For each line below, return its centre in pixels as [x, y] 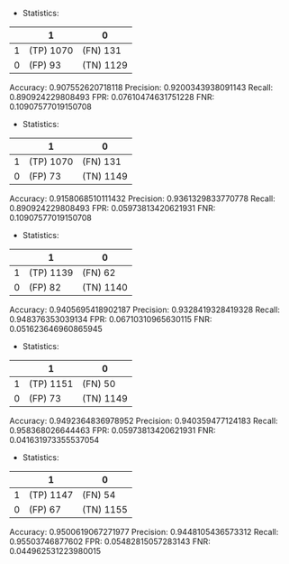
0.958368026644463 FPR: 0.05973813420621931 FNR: [113, 430]
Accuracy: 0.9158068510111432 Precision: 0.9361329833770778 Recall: [143, 199]
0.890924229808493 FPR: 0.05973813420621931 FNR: [113, 208]
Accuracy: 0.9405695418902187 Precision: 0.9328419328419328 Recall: [145, 310]
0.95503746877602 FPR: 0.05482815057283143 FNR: [110, 541]
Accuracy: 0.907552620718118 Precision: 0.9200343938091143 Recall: [141, 88]
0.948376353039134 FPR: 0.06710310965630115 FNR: [111, 319]
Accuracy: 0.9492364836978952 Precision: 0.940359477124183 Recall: [144, 421]
